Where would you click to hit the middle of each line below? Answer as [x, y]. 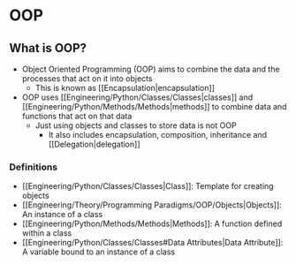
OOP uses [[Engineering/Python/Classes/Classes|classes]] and [137, 97]
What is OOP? [48, 48]
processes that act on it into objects [87, 79]
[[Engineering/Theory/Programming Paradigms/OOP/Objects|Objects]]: [152, 205]
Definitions [34, 167]
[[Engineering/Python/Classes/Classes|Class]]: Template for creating [148, 186]
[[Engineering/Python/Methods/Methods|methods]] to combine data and [154, 106]
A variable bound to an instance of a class [98, 252]
